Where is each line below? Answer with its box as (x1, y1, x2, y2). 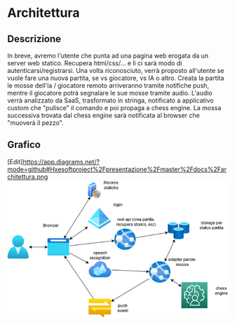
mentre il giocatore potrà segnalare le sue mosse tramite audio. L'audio (7, 89, 213, 97)
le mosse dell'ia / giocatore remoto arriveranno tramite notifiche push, (7, 81, 209, 89)
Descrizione (7, 33, 62, 45)
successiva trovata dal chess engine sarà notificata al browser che (7, 111, 200, 119)
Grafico (7, 139, 41, 151)
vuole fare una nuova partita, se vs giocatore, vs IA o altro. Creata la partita (7, 74, 224, 82)
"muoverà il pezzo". (7, 119, 65, 127)
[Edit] (7, 157, 23, 166)
